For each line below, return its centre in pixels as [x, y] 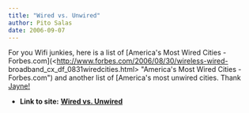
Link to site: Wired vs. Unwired [71, 102]
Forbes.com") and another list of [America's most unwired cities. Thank [124, 78]
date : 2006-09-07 [37, 30]
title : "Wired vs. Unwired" [55, 15]
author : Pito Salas [40, 23]
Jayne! [19, 86]
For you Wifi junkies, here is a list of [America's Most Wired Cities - [117, 53]
